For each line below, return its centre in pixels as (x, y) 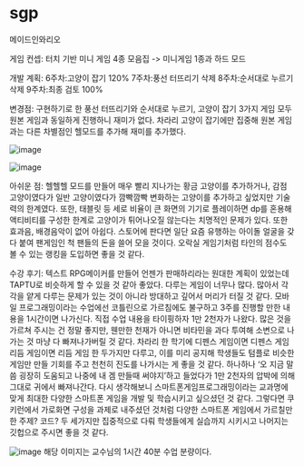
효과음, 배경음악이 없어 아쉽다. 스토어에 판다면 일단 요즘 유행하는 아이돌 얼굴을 (147, 231)
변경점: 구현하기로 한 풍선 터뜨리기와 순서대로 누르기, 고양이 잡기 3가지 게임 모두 (151, 108)
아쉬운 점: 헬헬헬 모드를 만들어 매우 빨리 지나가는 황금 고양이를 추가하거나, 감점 (148, 185)
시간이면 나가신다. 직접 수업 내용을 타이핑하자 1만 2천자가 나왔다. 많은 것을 (161, 318)
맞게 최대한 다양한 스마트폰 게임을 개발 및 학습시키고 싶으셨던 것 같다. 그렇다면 (147, 398)
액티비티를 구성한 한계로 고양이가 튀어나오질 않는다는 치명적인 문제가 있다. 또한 (149, 220)
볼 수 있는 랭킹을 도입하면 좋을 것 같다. (77, 253)
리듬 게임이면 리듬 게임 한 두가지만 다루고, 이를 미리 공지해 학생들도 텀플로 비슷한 (152, 352)
